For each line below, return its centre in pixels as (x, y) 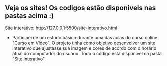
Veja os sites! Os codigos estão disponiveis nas (81, 8)
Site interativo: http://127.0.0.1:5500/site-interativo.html (61, 28)
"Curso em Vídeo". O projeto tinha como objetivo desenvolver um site (84, 43)
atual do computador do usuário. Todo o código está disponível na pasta (87, 53)
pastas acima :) (29, 16)
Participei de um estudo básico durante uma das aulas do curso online (85, 37)
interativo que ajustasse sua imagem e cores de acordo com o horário (84, 48)
